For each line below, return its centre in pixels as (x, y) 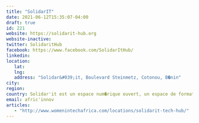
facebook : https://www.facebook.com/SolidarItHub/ (70, 50)
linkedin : (18, 56)
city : (13, 83)
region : (16, 89)
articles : (18, 105)
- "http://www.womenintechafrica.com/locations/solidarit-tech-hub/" (102, 111)
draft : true (21, 22)
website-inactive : (29, 39)
